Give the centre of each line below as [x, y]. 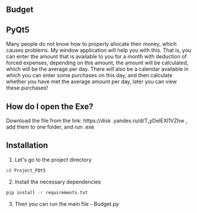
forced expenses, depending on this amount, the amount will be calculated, [97, 63]
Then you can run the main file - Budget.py [67, 204]
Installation [27, 145]
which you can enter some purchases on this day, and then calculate [89, 76]
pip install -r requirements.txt [47, 192]
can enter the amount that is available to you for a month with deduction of [96, 57]
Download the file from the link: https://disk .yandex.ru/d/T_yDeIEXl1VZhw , [97, 121]
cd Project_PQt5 [26, 171]
